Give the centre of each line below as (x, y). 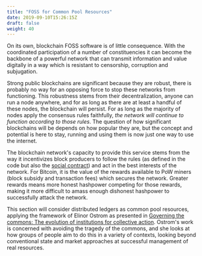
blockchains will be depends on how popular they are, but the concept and (99, 128)
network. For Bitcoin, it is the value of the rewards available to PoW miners (99, 172)
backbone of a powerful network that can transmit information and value (97, 59)
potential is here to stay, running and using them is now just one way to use (100, 135)
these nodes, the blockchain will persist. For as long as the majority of (94, 109)
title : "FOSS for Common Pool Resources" (60, 12)
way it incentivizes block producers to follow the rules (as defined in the (96, 159)
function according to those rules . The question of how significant (89, 122)
